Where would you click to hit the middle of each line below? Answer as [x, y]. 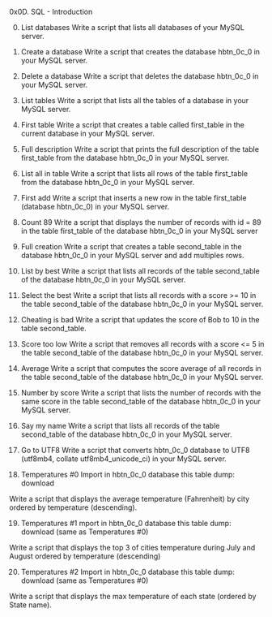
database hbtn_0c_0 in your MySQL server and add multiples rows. [133, 255]
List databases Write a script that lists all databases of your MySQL [133, 27]
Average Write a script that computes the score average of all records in [141, 368]
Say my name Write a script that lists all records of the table [120, 426]
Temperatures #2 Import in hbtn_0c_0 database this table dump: [128, 572]
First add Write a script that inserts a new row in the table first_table [134, 198]
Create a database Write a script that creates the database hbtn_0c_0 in [140, 52]
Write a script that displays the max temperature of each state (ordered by [133, 596]
